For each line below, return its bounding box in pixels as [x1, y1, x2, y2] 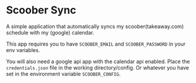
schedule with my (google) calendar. [6, 29, 94, 36]
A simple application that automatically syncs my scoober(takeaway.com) [6, 23, 184, 30]
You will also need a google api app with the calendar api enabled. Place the [6, 58, 190, 65]
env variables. [6, 46, 40, 53]
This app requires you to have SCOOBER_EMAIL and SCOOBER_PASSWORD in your [6, 40, 186, 47]
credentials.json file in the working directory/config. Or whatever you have [6, 64, 190, 71]
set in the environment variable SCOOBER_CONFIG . [6, 70, 121, 77]
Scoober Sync [6, 4, 76, 17]
